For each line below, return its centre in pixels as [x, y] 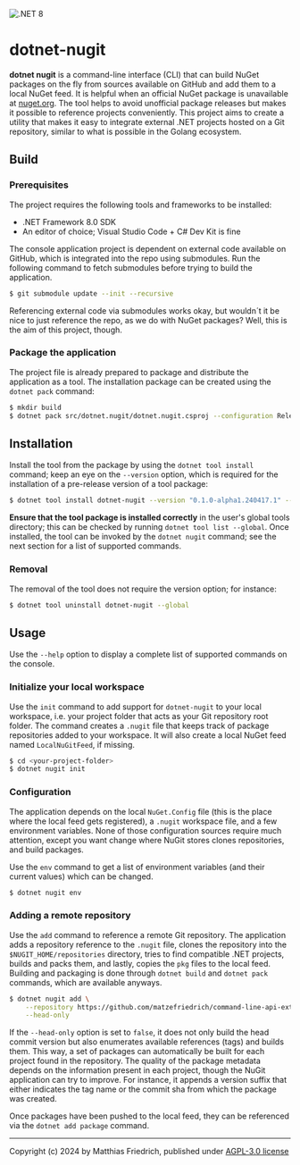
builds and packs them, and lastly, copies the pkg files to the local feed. [140, 963]
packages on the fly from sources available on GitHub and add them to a [143, 84]
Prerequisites [39, 185]
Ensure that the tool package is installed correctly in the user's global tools [150, 517]
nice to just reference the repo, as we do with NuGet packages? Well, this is [148, 320]
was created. [33, 1099]
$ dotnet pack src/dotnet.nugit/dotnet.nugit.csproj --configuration [142, 415]
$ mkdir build [36, 407]
